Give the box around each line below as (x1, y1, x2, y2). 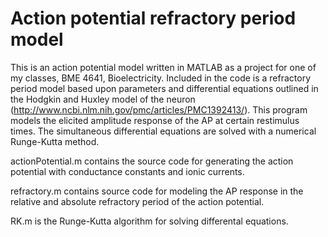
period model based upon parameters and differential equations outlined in (10, 82, 319, 94)
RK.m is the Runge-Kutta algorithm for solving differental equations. (10, 215, 289, 227)
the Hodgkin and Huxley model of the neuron (10, 93, 196, 105)
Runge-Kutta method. (10, 135, 100, 147)
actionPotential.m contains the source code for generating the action (10, 155, 294, 167)
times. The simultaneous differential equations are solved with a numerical (10, 125, 317, 137)
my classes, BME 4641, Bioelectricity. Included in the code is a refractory (10, 72, 312, 84)
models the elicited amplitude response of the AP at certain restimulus (10, 114, 300, 126)
